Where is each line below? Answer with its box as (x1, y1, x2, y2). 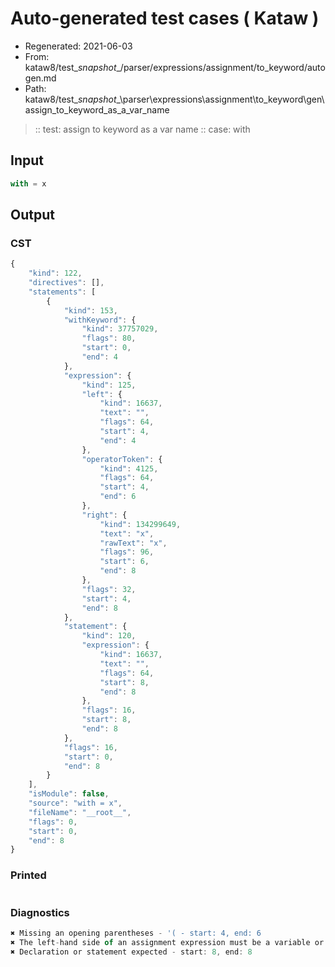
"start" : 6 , (99, 557, 150, 567)
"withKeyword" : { (63, 315, 137, 325)
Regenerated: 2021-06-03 (24, 40, 133, 52)
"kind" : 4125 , (99, 463, 159, 474)
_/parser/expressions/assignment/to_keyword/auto (116, 61, 326, 73)
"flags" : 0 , (28, 817, 78, 827)
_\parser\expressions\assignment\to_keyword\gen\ (116, 93, 325, 105)
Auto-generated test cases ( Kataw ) (10, 7, 320, 30)
